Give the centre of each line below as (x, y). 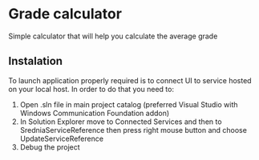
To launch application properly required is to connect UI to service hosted (130, 80)
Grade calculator (65, 14)
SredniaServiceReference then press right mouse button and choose (133, 130)
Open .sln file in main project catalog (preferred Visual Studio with (129, 104)
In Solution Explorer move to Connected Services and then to (121, 122)
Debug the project (50, 147)
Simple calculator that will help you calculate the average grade (113, 36)
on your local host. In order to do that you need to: (91, 89)
